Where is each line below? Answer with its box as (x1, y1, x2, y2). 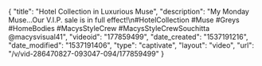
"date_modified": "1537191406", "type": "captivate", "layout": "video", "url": (8, 41, 255, 50)
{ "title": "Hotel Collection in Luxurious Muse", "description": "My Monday (8, 7, 249, 16)
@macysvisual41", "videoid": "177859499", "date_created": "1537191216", (8, 32, 248, 41)
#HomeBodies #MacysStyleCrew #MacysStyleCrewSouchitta (8, 24, 210, 33)
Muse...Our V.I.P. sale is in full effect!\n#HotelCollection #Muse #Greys (8, 15, 240, 25)
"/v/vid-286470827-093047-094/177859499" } (8, 49, 165, 58)
